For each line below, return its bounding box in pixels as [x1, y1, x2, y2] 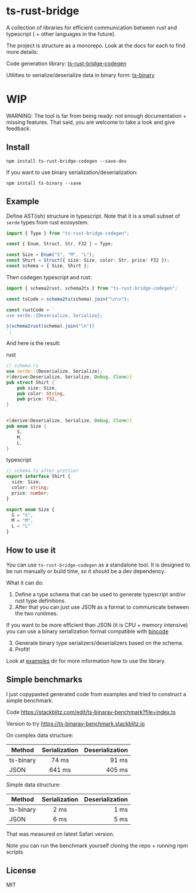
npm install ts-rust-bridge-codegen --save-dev [6, 158, 127, 164]
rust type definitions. [14, 597, 66, 604]
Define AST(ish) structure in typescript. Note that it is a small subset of [6, 212, 180, 220]
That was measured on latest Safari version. [6, 830, 115, 837]
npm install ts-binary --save [6, 180, 82, 186]
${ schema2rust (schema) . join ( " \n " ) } [6, 323, 95, 330]
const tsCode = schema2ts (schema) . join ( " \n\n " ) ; [6, 296, 130, 302]
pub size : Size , [17, 385, 58, 391]
